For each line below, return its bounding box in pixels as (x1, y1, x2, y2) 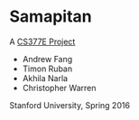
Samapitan (9, 6, 92, 27)
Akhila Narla (22, 72, 69, 83)
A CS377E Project (9, 36, 76, 47)
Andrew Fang (22, 53, 73, 64)
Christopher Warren (22, 82, 97, 93)
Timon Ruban (22, 63, 73, 74)
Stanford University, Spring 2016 (9, 99, 131, 110)
